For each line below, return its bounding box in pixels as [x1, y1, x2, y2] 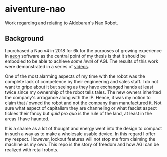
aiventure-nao [5, 3, 66, 15]
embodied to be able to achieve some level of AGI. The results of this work [5, 58, 158, 64]
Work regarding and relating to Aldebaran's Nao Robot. [5, 20, 118, 26]
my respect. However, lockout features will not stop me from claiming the [5, 136, 156, 142]
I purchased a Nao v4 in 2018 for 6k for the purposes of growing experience [5, 47, 162, 53]
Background [5, 34, 44, 43]
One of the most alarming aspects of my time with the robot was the [5, 73, 145, 79]
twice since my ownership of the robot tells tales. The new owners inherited [5, 89, 161, 95]
